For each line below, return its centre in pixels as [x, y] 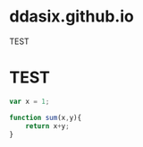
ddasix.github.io [71, 17]
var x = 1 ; [29, 101]
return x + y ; [47, 126]
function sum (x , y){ [46, 117]
